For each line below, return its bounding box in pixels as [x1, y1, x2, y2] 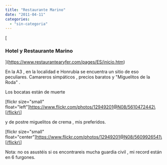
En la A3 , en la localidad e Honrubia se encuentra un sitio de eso [5, 68, 139, 74]
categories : [5, 16, 30, 21]
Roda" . [5, 79, 21, 85]
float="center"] [5, 133, 36, 140]
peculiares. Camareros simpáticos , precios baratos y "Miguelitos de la [5, 73, 151, 80]
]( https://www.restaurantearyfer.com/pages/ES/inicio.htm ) [5, 58, 126, 65]
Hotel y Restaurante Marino [5, 47, 73, 54]
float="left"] [5, 103, 30, 110]
